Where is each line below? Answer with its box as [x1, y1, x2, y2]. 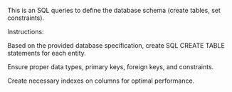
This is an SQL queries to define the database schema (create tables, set [7, 6, 221, 14]
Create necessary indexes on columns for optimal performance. [7, 76, 195, 85]
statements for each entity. [7, 49, 87, 57]
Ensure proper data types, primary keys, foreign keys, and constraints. [7, 63, 214, 71]
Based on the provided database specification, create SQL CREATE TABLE [7, 41, 226, 49]
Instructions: [7, 28, 44, 36]
